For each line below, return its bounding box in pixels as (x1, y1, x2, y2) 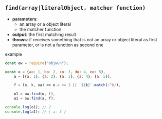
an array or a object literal (19, 21, 72, 27)
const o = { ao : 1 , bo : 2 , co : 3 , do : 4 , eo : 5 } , (5, 69, 106, 74)
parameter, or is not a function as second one (12, 42, 104, 48)
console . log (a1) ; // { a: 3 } (5, 109, 67, 114)
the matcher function (19, 26, 62, 32)
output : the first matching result (12, 32, 76, 37)
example (5, 51, 22, 57)
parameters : (12, 16, 38, 22)
